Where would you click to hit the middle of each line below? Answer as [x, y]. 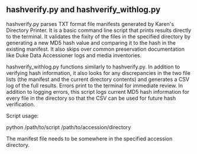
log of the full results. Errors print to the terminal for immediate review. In [95, 86]
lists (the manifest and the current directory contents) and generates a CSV [98, 79]
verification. [21, 104]
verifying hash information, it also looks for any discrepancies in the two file [98, 73]
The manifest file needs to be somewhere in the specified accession [89, 139]
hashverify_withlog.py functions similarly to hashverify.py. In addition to [93, 67]
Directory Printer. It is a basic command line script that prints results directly [99, 30]
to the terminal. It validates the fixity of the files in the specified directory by [98, 36]
